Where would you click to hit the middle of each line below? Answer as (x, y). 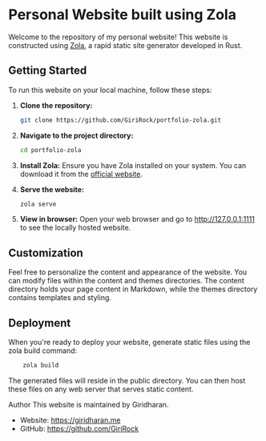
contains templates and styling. (60, 298)
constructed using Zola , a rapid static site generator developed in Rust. (125, 45)
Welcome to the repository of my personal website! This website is (118, 37)
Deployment (40, 323)
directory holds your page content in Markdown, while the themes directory (133, 289)
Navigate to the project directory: (77, 135)
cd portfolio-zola (50, 150)
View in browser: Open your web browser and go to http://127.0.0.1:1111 (137, 219)
